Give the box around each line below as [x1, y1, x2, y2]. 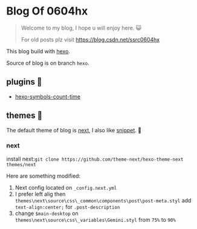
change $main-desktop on [15, 210, 79, 217]
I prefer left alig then [15, 190, 66, 198]
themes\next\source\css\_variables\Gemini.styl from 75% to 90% [15, 216, 176, 223]
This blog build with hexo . [6, 47, 71, 55]
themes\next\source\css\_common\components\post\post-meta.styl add [15, 196, 192, 204]
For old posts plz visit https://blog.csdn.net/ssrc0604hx [21, 36, 160, 43]
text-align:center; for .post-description [15, 203, 120, 210]
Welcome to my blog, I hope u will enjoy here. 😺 [21, 24, 142, 31]
